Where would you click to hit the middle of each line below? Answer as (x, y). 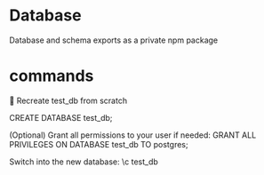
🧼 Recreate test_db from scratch (68, 100)
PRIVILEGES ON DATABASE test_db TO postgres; (99, 144)
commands (52, 76)
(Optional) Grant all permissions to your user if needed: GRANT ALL (133, 135)
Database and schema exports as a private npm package (114, 40)
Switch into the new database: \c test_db (84, 162)
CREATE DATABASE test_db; (61, 117)
